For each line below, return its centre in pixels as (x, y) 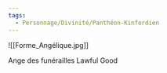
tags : (17, 15)
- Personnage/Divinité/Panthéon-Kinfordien (87, 23)
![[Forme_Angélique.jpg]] (48, 45)
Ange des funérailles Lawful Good (63, 60)
